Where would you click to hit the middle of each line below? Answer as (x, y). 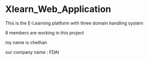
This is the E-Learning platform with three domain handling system (74, 23)
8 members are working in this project (45, 32)
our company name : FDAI (32, 52)
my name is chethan (26, 42)
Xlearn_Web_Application (58, 9)
